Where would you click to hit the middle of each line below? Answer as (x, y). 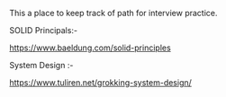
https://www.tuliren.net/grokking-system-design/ (100, 83)
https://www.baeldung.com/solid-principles (90, 48)
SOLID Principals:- (44, 30)
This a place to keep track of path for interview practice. (113, 13)
